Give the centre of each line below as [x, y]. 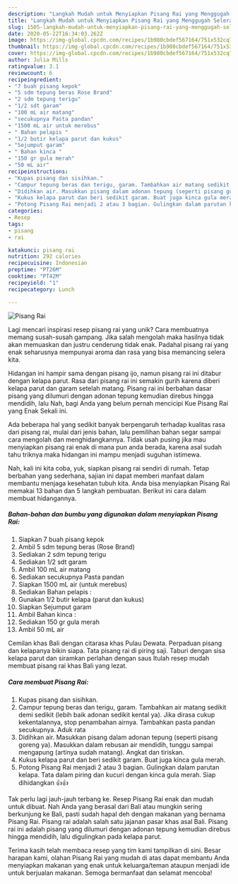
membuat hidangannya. [42, 498]
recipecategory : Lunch [41, 289]
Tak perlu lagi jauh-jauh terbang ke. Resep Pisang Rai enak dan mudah [111, 799]
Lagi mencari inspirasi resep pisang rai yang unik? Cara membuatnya [108, 329]
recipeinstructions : [38, 171]
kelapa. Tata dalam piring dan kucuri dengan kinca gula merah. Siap [117, 775]
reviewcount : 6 [30, 73]
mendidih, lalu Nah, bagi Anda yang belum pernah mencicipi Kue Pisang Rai [118, 403]
